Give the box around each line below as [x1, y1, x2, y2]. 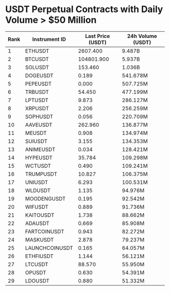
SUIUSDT [25, 137, 48, 144]
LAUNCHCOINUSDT [25, 244, 73, 251]
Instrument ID [32, 35, 66, 42]
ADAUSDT [25, 220, 50, 227]
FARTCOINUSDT [25, 228, 64, 235]
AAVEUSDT [25, 121, 53, 128]
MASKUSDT [25, 236, 54, 243]
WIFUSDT [25, 203, 49, 210]
